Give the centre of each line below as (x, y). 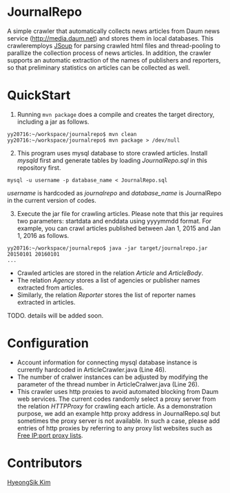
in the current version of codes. (52, 200)
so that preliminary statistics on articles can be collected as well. (99, 67)
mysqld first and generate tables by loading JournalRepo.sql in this (112, 160)
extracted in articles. (46, 302)
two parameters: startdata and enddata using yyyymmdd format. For (114, 221)
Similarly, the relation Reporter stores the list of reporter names (106, 295)
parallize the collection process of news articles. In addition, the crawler (109, 53)
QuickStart (39, 95)
